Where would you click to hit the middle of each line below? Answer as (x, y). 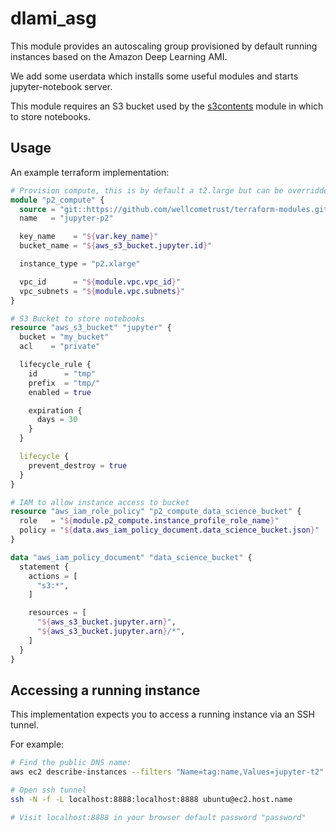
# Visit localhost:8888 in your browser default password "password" (158, 817)
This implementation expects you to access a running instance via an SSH (162, 714)
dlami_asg (53, 18)
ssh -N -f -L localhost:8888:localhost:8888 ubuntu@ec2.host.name (151, 799)
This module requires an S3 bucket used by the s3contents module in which (167, 106)
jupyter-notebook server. (61, 86)
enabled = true (60, 392)
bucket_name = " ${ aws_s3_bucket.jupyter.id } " (116, 246)
